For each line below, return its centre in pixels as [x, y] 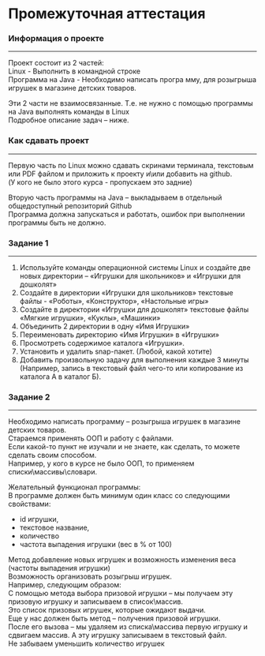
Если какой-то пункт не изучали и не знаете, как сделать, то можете [124, 447]
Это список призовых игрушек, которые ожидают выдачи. [107, 610]
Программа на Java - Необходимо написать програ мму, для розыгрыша [132, 80]
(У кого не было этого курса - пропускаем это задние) [101, 182]
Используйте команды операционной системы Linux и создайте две [135, 268]
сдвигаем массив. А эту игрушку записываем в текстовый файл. [118, 635]
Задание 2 [29, 397]
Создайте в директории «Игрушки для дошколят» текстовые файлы [134, 309]
